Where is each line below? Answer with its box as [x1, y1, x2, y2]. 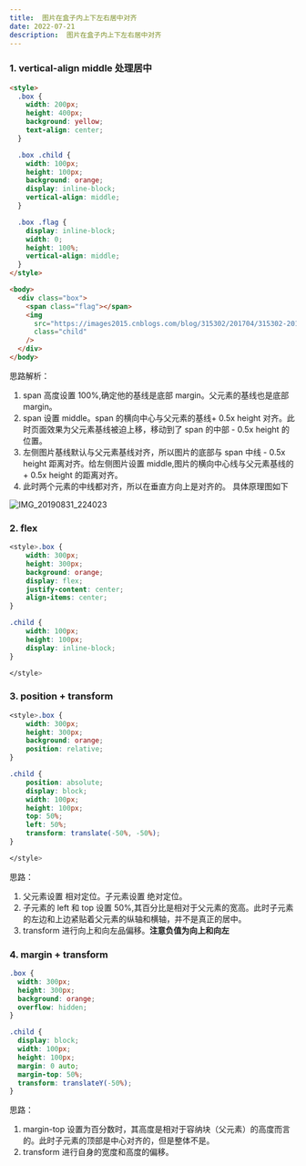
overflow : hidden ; [17, 1003, 88, 1012]
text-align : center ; [25, 126, 104, 135]
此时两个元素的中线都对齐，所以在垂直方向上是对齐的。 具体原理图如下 [22, 480, 289, 492]
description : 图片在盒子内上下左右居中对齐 [9, 30, 162, 39]
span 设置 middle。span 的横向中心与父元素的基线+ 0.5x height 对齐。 [22, 412, 288, 424]
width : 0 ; [25, 234, 64, 244]
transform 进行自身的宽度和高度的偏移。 [22, 1147, 175, 1158]
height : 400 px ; [25, 108, 84, 118]
